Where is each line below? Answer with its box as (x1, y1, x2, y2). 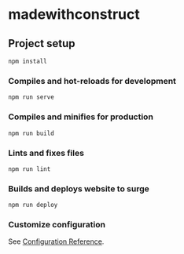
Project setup (8, 37, 76, 50)
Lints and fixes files (8, 147, 85, 158)
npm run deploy (8, 201, 58, 209)
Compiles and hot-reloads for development (8, 75, 177, 86)
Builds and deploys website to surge (8, 183, 149, 194)
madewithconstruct (8, 5, 140, 24)
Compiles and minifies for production (8, 111, 153, 122)
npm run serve (8, 93, 55, 101)
